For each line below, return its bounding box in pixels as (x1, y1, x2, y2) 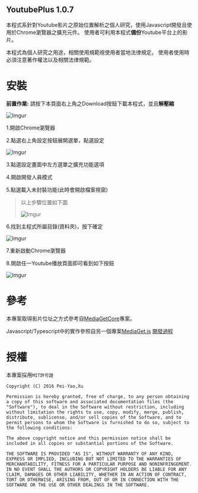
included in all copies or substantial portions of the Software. (6, 440, 174, 446)
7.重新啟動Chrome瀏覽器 (6, 246, 66, 254)
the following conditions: (6, 425, 73, 431)
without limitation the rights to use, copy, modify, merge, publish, (6, 409, 184, 415)
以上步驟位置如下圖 (20, 198, 68, 206)
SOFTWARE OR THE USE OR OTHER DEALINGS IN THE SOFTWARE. (6, 482, 150, 488)
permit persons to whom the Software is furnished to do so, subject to (6, 419, 190, 425)
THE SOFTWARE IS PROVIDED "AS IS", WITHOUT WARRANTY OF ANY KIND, (6, 451, 174, 457)
